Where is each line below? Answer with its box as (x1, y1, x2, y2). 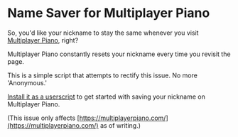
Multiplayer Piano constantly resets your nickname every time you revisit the (7, 50, 231, 58)
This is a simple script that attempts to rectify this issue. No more (7, 71, 198, 80)
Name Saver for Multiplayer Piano (7, 5, 210, 21)
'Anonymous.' (7, 78, 48, 87)
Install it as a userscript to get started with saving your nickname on (7, 92, 206, 101)
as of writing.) (99, 121, 141, 129)
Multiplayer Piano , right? (7, 35, 79, 44)
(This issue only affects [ (7, 114, 80, 122)
